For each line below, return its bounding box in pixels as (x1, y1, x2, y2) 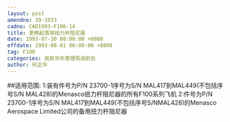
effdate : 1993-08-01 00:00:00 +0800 (7, 42, 113, 49)
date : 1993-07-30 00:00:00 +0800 (7, 36, 104, 43)
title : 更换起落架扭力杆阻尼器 (7, 29, 86, 37)
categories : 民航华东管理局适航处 (7, 55, 96, 62)
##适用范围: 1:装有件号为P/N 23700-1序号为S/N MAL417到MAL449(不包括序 (7, 81, 223, 90)
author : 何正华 (7, 61, 48, 68)
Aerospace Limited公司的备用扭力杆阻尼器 (7, 107, 128, 115)
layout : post (7, 10, 45, 17)
